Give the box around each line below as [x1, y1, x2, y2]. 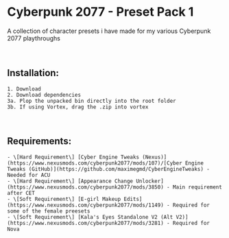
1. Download [7, 85, 41, 93]
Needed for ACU [7, 171, 51, 178]
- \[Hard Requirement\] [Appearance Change [7, 178, 134, 185]
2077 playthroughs [7, 34, 60, 42]
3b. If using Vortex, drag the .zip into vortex [7, 104, 149, 110]
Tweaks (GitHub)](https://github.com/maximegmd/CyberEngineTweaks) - [7, 165, 210, 172]
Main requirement [172, 183, 223, 191]
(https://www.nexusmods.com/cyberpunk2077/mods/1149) [7, 202, 165, 209]
